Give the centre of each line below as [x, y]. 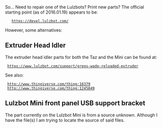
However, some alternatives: [34, 30]
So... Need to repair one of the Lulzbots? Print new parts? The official [75, 7]
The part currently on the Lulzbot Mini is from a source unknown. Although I [81, 115]
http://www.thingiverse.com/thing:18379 [49, 84]
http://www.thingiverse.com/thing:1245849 [51, 88]
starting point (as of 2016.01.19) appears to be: [52, 12]
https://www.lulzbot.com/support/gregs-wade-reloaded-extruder [73, 66]
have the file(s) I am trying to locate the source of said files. [65, 120]
